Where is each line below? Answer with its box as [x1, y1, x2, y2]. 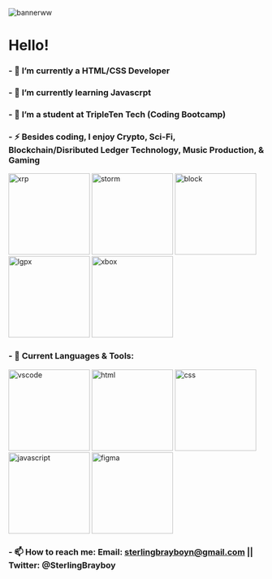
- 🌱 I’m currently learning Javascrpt [8, 87, 152, 98]
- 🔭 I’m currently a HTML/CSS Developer [8, 65, 171, 76]
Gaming [8, 155, 41, 166]
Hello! [8, 37, 50, 54]
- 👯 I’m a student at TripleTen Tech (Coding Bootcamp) [8, 108, 226, 120]
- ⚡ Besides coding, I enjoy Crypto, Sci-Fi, [8, 131, 176, 142]
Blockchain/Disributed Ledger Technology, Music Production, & [8, 144, 265, 155]
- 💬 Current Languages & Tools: [8, 350, 134, 362]
